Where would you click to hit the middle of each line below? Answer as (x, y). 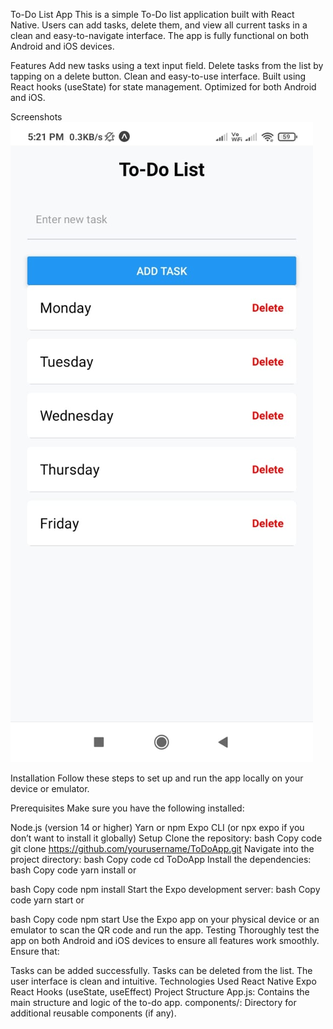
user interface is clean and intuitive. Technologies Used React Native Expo (163, 981)
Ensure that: (35, 951)
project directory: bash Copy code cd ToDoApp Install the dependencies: (161, 859)
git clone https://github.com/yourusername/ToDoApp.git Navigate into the (162, 848)
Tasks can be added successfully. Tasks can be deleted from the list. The (161, 970)
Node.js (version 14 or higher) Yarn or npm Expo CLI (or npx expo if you (157, 827)
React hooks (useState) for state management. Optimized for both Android (163, 87)
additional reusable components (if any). (93, 1013)
